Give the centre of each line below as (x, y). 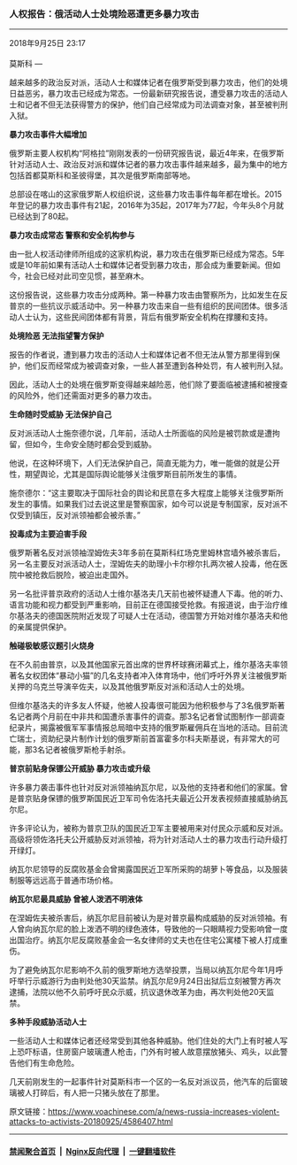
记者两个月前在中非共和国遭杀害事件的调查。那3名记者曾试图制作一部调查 (151, 717)
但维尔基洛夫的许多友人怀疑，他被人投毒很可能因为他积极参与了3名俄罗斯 (143, 706)
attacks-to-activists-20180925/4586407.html (91, 1122)
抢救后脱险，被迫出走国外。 (83, 575)
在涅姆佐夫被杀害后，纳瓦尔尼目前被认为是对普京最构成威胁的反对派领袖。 (145, 918)
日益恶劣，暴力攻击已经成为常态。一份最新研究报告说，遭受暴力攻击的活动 (145, 94)
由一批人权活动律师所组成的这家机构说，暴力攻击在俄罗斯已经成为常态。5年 (147, 254)
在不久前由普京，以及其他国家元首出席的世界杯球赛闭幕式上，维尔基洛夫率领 (148, 665)
